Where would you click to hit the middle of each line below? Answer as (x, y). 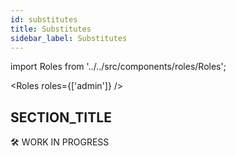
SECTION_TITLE (61, 117)
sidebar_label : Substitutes (69, 38)
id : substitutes (44, 19)
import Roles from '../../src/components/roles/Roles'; (118, 67)
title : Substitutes (51, 29)
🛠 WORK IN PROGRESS (60, 142)
